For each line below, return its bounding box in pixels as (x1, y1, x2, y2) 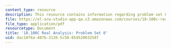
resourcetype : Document (5, 26, 56, 31)
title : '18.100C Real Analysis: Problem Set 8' (5, 30, 108, 35)
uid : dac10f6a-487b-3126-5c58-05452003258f (5, 35, 99, 40)
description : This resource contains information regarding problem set (5, 12, 163, 17)
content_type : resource (5, 7, 56, 12)
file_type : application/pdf (5, 21, 65, 26)
